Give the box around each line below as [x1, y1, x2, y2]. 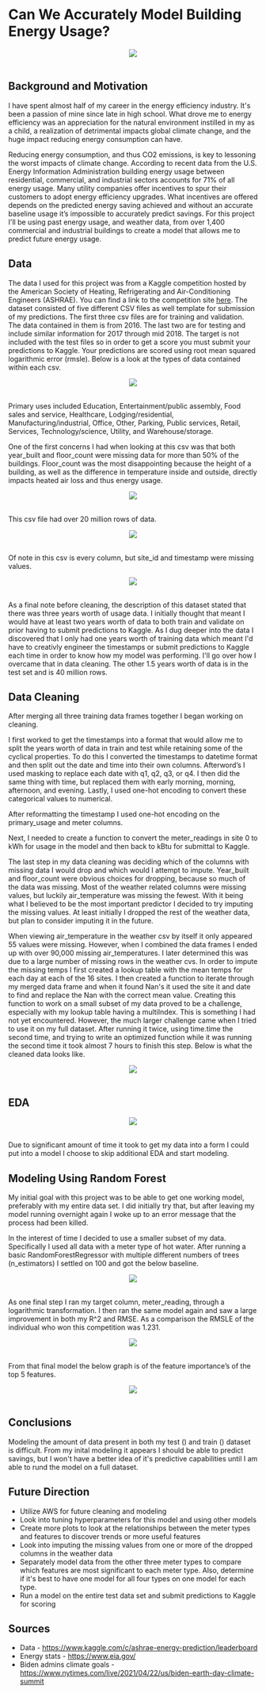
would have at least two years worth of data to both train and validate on [8, 616, 245, 626]
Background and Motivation [8, 79, 148, 93]
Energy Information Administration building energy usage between [8, 167, 225, 176]
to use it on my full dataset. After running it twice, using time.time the [8, 1024, 234, 1034]
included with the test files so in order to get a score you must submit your [8, 337, 251, 347]
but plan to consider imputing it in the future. [8, 916, 154, 926]
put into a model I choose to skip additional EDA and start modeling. [8, 1149, 230, 1158]
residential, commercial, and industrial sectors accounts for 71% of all [8, 175, 235, 184]
